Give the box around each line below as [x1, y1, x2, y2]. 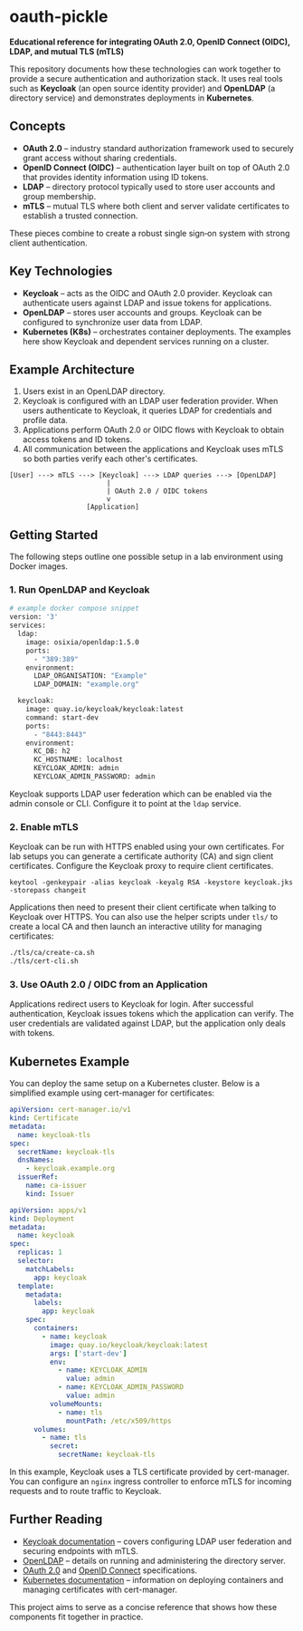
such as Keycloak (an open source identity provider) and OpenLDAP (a [9, 82, 276, 93]
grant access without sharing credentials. [22, 152, 177, 163]
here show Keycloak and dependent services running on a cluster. [22, 335, 270, 346]
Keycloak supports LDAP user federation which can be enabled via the [9, 788, 272, 799]
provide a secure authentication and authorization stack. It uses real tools [9, 72, 283, 83]
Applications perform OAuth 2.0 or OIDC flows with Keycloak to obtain [22, 424, 285, 436]
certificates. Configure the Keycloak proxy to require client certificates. [9, 861, 274, 872]
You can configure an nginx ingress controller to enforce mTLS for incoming [9, 1476, 292, 1487]
